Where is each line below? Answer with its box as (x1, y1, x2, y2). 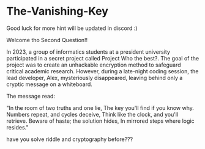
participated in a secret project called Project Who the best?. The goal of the (6, 54, 199, 62)
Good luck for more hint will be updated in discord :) (6, 24, 138, 32)
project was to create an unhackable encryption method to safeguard (6, 61, 182, 68)
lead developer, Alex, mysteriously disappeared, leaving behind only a (6, 74, 183, 81)
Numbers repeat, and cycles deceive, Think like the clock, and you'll (6, 111, 179, 118)
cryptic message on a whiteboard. (6, 81, 93, 88)
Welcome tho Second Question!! (6, 36, 88, 43)
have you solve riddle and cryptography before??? (6, 136, 133, 143)
